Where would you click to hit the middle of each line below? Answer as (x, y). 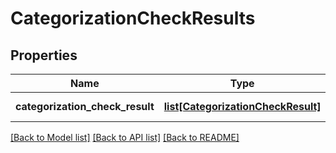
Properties (44, 55)
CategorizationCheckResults (133, 18)
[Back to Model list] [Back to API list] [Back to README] (125, 137)
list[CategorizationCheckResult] (242, 106)
